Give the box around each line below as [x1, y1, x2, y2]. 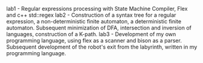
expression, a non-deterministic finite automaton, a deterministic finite [6, 18, 182, 25]
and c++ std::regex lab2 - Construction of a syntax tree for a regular [6, 11, 177, 19]
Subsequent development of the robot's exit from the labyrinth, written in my [6, 43, 198, 50]
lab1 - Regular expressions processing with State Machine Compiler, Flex [6, 5, 188, 12]
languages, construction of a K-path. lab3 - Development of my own [6, 31, 176, 38]
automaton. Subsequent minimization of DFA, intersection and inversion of [6, 24, 192, 31]
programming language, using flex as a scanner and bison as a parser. [6, 37, 182, 44]
